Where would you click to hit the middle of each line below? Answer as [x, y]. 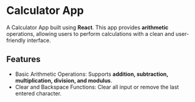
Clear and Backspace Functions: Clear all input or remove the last [97, 87]
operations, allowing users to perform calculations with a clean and [90, 33]
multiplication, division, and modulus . [63, 80]
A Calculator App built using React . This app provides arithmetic [87, 27]
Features [23, 59]
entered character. [38, 93]
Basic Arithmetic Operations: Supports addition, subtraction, [92, 74]
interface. [39, 40]
